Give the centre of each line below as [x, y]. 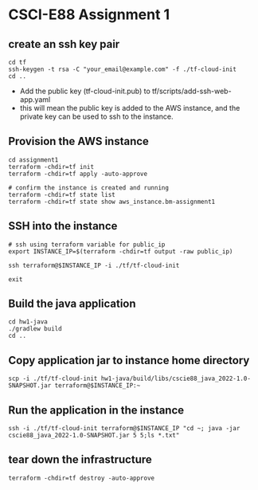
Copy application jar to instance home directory [129, 360]
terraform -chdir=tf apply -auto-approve [78, 174]
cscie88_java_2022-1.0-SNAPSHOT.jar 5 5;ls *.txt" [94, 436]
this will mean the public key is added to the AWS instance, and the [130, 108]
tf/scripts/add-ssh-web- [192, 91]
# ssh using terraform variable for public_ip [87, 245]
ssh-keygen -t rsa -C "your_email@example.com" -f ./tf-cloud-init [123, 69]
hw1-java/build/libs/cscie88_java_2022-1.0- [176, 379]
